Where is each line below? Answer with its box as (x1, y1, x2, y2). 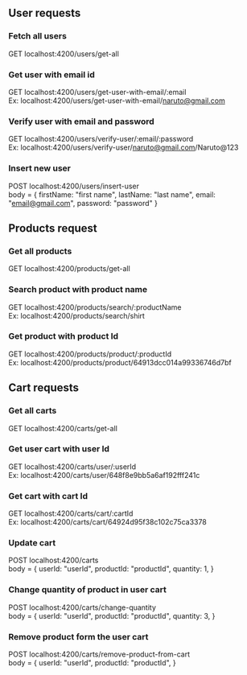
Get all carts (8, 405, 57, 417)
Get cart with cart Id (8, 490, 89, 501)
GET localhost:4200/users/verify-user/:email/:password (8, 134, 194, 144)
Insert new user (8, 163, 71, 174)
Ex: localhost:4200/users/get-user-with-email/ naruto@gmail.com (8, 96, 225, 105)
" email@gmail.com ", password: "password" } (8, 198, 158, 208)
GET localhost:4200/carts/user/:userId (8, 462, 137, 471)
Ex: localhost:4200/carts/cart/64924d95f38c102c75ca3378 (8, 517, 207, 527)
